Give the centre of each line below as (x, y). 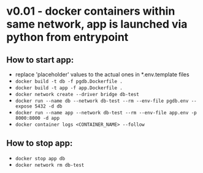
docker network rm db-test (50, 165)
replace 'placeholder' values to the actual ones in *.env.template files (102, 74)
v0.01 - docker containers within (91, 11)
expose (24, 106)
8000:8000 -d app (37, 118)
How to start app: (40, 60)
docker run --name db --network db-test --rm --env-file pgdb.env (102, 101)
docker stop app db (40, 158)
